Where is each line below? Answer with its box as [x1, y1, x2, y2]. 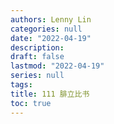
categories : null [10, 24, 83, 34]
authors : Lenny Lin [10, 14, 92, 25]
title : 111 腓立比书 [10, 89, 90, 99]
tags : [10, 80, 33, 90]
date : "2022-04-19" [10, 33, 92, 43]
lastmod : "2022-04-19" [10, 61, 105, 71]
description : [10, 42, 65, 53]
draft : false [10, 52, 65, 62]
